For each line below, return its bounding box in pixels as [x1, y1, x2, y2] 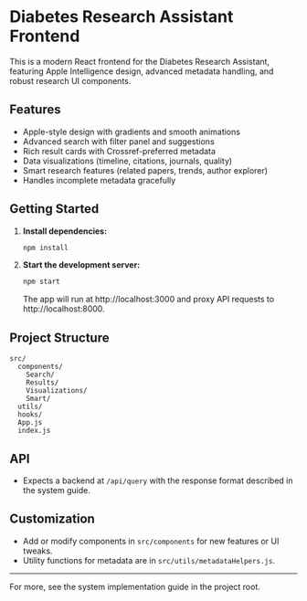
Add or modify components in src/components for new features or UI [22, 535, 280, 546]
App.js [17, 418, 43, 427]
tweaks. [22, 545, 53, 556]
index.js [17, 427, 51, 436]
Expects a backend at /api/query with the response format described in [22, 475, 293, 486]
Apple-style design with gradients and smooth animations [22, 126, 240, 137]
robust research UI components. [9, 75, 132, 86]
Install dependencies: [22, 226, 108, 237]
